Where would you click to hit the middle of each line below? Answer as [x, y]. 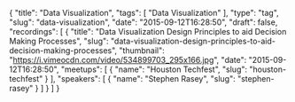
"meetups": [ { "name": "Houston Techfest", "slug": [154, 69]
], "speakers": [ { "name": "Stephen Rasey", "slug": [143, 78]
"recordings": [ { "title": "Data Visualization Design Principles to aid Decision [148, 31]
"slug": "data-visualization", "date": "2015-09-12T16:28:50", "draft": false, [144, 22]
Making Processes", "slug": [59, 41]
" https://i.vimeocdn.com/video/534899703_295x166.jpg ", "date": [128, 60]
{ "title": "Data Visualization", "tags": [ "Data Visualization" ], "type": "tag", [144, 13]
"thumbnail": [142, 51]
